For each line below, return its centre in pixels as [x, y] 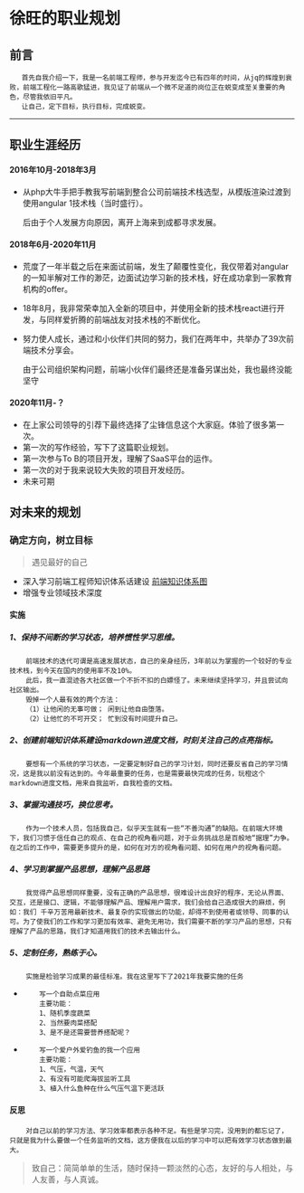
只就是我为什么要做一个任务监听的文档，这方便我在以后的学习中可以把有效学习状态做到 [147, 1141]
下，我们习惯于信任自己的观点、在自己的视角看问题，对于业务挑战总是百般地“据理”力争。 [152, 838]
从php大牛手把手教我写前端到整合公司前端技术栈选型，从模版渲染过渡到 [157, 192]
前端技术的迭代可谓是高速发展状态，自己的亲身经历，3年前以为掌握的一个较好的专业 [159, 661]
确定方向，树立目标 [51, 541]
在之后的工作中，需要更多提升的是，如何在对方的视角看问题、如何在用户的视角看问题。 [147, 848]
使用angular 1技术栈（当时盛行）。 [85, 203]
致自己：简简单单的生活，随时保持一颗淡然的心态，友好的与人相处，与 [162, 1169]
